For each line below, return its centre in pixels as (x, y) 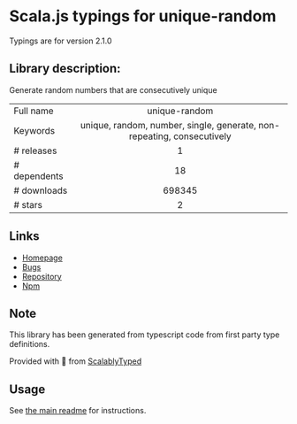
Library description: (65, 69)
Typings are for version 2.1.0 (61, 41)
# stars (28, 204)
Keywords (34, 130)
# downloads (41, 190)
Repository (42, 276)
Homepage (42, 258)
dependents (38, 176)
